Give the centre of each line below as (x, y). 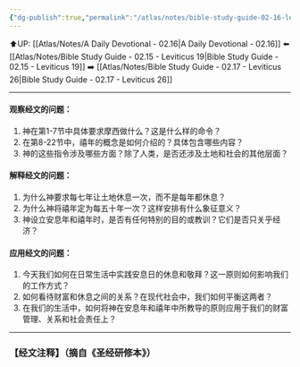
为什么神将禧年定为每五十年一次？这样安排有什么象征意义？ (132, 209)
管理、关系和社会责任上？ (69, 320)
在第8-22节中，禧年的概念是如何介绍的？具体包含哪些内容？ (133, 142)
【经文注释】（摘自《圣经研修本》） (83, 353)
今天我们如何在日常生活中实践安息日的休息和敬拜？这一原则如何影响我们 (155, 275)
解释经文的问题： (41, 175)
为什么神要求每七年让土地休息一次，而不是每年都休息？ (124, 197)
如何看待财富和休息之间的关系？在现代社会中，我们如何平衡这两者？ (147, 297)
